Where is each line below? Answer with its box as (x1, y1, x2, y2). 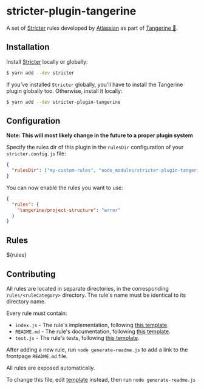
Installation (6, 42, 50, 52)
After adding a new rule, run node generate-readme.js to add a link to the (6, 346, 188, 353)
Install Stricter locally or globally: (6, 58, 88, 65)
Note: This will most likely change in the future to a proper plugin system (6, 132, 193, 139)
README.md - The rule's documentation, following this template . (15, 328, 171, 335)
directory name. (6, 297, 46, 305)
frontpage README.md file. (6, 352, 68, 359)
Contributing (6, 269, 56, 279)
